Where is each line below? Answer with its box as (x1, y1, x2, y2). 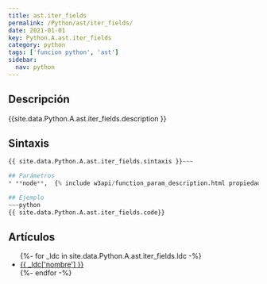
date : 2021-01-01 (8, 26, 66, 34)
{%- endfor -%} (19, 268, 72, 278)
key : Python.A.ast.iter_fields (8, 33, 112, 42)
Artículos (8, 231, 56, 244)
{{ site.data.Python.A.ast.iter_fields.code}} (8, 208, 165, 217)
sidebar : (8, 56, 37, 64)
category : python (8, 41, 66, 49)
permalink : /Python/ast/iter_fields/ (8, 19, 133, 27)
